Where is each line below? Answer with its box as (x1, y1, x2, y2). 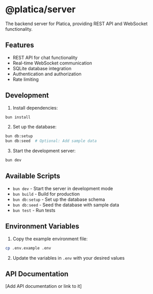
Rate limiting (12, 76, 39, 82)
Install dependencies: (12, 104, 58, 111)
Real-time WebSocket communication (12, 60, 92, 66)
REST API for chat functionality (12, 54, 78, 60)
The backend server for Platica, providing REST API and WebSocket (5, 20, 148, 27)
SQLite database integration (12, 65, 71, 71)
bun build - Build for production (12, 191, 80, 197)
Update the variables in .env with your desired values (12, 255, 125, 261)
